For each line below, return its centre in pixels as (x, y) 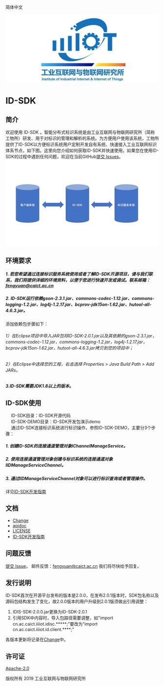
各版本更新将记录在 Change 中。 (37, 640)
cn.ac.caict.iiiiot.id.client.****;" (43, 630)
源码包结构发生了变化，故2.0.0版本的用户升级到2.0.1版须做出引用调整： (77, 602)
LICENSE (22, 531)
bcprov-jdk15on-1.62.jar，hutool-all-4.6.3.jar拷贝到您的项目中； (69, 348)
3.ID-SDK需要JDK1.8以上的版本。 (40, 386)
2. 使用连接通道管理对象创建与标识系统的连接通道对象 (59, 459)
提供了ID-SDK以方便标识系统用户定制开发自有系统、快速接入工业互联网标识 (81, 145)
